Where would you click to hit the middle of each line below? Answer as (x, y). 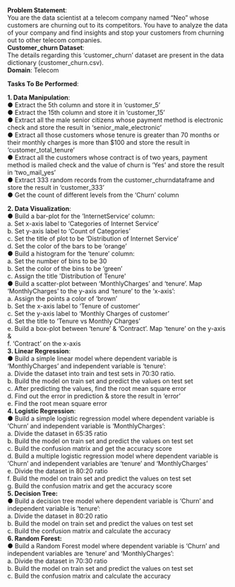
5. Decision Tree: (32, 494)
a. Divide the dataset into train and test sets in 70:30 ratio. (91, 374)
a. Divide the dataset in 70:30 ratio (58, 561)
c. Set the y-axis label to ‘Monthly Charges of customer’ (88, 314)
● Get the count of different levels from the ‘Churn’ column (93, 195)
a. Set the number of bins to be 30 (57, 261)
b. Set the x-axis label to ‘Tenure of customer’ (74, 306)
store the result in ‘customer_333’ (56, 187)
